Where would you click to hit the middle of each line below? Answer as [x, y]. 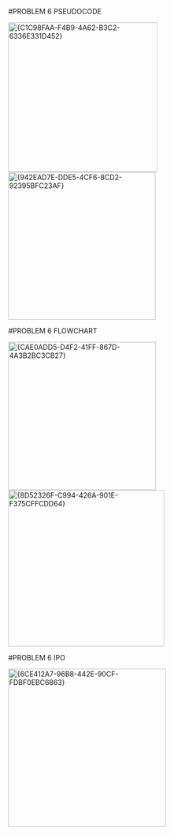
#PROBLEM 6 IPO [37, 658]
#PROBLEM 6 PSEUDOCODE [55, 11]
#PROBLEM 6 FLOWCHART [53, 331]
